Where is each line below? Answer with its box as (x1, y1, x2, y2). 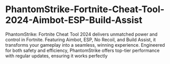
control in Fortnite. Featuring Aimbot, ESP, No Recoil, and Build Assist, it (5, 37, 156, 43)
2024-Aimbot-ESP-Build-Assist (5, 14, 143, 26)
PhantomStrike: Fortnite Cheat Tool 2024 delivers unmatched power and (5, 31, 158, 37)
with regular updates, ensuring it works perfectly (5, 52, 108, 59)
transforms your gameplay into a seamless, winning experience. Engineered (5, 42, 165, 48)
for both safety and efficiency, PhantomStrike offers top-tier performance (5, 47, 160, 53)
